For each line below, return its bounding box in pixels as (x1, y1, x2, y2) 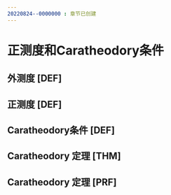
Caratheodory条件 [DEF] (7, 124, 116, 136)
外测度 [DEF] (7, 73, 62, 85)
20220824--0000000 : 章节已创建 (7, 10, 97, 17)
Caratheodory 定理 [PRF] (7, 176, 117, 188)
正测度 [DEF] (7, 99, 62, 110)
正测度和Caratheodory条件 (7, 43, 165, 58)
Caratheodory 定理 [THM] (7, 150, 121, 162)
